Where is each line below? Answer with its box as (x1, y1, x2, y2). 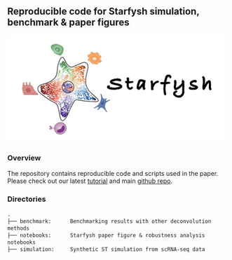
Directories (7, 194, 46, 204)
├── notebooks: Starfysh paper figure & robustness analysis (7, 232, 205, 239)
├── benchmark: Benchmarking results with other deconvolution (7, 218, 212, 225)
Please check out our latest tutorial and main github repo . (7, 177, 173, 185)
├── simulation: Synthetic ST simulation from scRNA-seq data (7, 246, 205, 253)
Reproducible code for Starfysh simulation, (7, 6, 200, 18)
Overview (7, 153, 41, 163)
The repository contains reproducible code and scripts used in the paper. (7, 169, 219, 177)
